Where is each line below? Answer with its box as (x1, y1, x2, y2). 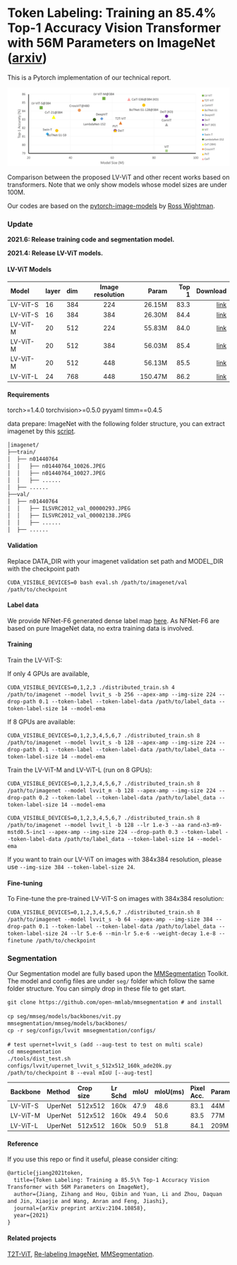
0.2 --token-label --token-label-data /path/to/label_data (38, 794, 217, 801)
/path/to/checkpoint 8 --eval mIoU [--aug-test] (7, 1070, 153, 1077)
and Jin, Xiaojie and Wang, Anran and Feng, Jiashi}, (7, 1198, 169, 1205)
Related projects (7, 1233, 56, 1242)
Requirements (7, 390, 50, 399)
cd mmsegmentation (7, 1048, 61, 1055)
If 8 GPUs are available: (7, 718, 75, 726)
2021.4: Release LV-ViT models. (7, 249, 104, 258)
